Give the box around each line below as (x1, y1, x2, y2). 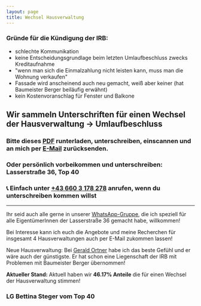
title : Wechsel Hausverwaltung (6, 14, 84, 20)
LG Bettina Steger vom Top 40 (6, 292, 95, 301)
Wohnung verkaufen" (14, 73, 68, 80)
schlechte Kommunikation (14, 47, 79, 54)
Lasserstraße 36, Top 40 (6, 168, 80, 177)
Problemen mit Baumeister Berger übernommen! (6, 259, 126, 266)
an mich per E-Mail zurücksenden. (6, 144, 109, 153)
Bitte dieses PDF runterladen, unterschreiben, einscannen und (6, 137, 191, 146)
